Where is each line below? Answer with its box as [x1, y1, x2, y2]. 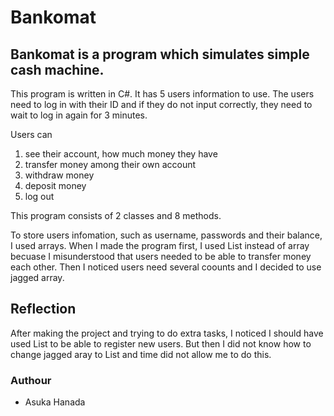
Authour [10, 373, 52, 387]
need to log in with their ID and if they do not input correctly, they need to [10, 99, 313, 110]
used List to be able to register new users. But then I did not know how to [10, 337, 312, 350]
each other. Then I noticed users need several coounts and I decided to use [10, 261, 322, 273]
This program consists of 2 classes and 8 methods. [10, 210, 222, 221]
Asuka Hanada [24, 396, 86, 408]
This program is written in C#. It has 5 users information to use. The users [10, 88, 315, 100]
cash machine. [10, 61, 105, 78]
